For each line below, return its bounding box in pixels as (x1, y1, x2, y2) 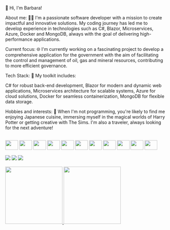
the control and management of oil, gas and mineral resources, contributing (5, 57, 163, 63)
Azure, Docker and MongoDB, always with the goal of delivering (5, 31, 140, 37)
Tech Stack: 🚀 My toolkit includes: (5, 73, 76, 78)
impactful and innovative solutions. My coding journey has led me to (5, 20, 148, 26)
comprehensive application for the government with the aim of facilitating (5, 52, 159, 58)
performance (5, 36, 33, 42)
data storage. (5, 99, 33, 104)
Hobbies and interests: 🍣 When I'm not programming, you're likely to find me (5, 108, 165, 114)
